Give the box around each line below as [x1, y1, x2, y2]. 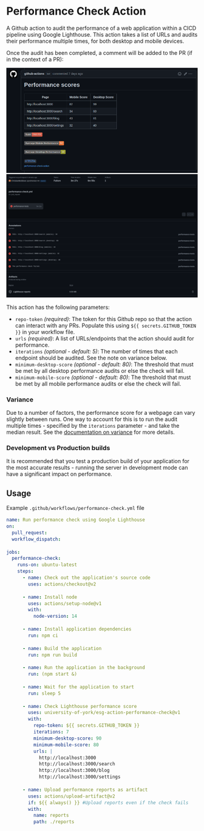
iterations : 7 [33, 729, 69, 735]
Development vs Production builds [6, 444, 110, 452]
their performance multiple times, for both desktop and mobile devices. [6, 37, 185, 44]
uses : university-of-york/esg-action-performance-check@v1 [28, 710, 181, 716]
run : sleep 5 [28, 690, 61, 696]
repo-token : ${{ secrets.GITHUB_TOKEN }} [33, 723, 140, 729]
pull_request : [12, 529, 47, 536]
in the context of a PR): [6, 55, 64, 63]
